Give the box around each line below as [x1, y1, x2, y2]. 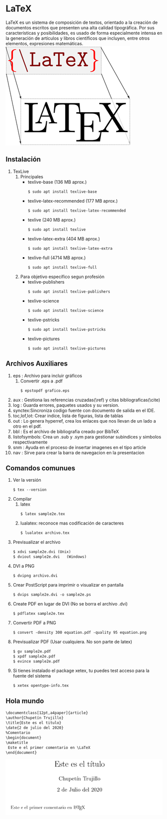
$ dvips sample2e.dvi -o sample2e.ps [12, 592, 91, 597]
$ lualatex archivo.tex [20, 530, 70, 535]
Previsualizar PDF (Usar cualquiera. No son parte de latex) [12, 639, 132, 645]
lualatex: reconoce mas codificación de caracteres [20, 520, 124, 526]
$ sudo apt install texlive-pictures [27, 346, 106, 351]
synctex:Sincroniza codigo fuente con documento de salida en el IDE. [12, 407, 156, 413]
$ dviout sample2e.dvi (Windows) [12, 554, 87, 559]
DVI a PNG [12, 563, 35, 569]
